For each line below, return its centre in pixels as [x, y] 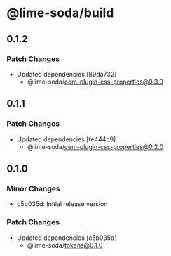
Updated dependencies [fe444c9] [66, 139]
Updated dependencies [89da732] [67, 74]
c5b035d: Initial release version [62, 204]
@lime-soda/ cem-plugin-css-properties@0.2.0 [95, 146]
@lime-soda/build [60, 13]
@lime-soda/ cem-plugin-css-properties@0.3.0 [95, 82]
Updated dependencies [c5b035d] [67, 238]
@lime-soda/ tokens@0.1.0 [65, 245]
